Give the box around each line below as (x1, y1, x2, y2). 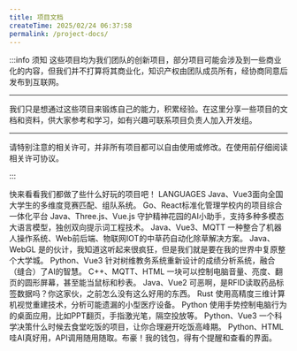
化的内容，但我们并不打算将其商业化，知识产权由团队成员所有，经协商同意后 (9, 65, 288, 76)
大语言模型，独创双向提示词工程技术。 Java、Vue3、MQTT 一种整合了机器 (9, 222, 282, 233)
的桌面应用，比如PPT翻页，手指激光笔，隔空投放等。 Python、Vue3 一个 (9, 310, 276, 321)
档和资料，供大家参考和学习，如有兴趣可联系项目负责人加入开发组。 (9, 115, 257, 126)
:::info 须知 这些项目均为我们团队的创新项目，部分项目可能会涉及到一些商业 (9, 55, 282, 65)
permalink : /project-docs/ (9, 29, 109, 38)
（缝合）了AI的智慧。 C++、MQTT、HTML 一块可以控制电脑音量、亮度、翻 (9, 266, 284, 277)
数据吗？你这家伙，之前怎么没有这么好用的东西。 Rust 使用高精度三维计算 (16, 288, 286, 299)
